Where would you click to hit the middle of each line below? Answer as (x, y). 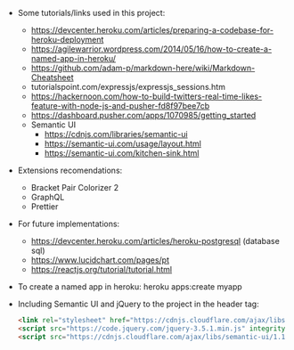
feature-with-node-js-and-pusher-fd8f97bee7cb (120, 106)
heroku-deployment (67, 40)
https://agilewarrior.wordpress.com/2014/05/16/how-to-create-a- (151, 49)
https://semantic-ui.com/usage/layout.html (123, 143)
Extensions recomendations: (70, 170)
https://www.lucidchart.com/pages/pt (100, 260)
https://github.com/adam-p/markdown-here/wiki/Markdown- (143, 68)
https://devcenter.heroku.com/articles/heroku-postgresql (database (155, 241)
